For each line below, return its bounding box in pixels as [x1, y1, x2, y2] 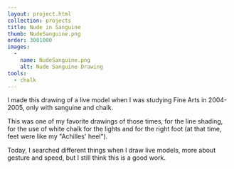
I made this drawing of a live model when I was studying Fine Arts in [7, 96, 207, 104]
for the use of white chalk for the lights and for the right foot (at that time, [7, 125, 222, 133]
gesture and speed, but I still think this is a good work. [7, 153, 166, 162]
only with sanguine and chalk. [26, 104, 114, 112]
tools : [7, 70, 27, 77]
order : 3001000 [7, 37, 53, 44]
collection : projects [7, 17, 72, 24]
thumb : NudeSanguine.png [7, 30, 81, 38]
